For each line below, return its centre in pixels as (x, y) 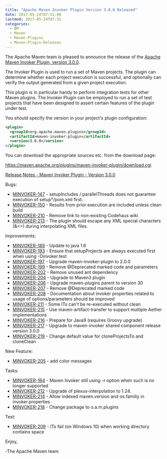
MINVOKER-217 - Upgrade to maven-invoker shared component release (86, 326)
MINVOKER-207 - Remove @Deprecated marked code (68, 288)
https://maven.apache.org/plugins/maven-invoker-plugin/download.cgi (78, 165)
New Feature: (19, 351)
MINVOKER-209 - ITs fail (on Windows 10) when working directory (81, 426)
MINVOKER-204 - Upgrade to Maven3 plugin (59, 278)
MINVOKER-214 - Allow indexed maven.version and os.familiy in (78, 396)
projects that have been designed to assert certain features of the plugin (80, 103)
